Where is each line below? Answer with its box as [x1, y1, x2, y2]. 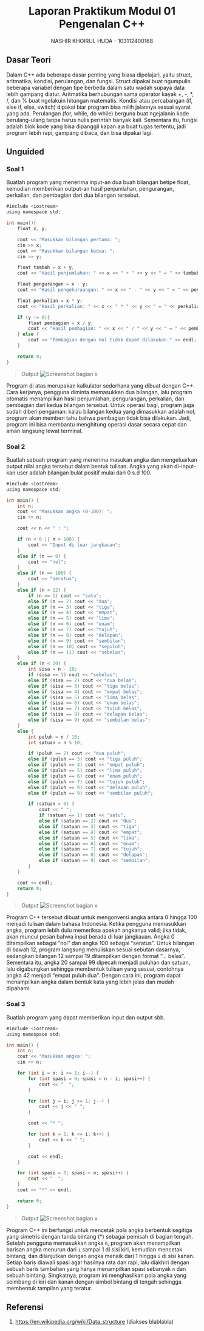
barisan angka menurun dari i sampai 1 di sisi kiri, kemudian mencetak [6, 1245, 183, 1253]
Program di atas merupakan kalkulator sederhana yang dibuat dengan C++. [6, 382, 195, 389]
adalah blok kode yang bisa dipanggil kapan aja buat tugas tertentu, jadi [6, 123, 186, 130]
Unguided [6, 147, 44, 157]
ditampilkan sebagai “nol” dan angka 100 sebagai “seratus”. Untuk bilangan [6, 940, 195, 947]
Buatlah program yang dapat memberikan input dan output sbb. [6, 1013, 166, 1021]
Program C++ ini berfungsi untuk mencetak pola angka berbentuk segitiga [6, 1226, 192, 1234]
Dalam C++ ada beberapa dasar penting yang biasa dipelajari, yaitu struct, [6, 71, 192, 78]
